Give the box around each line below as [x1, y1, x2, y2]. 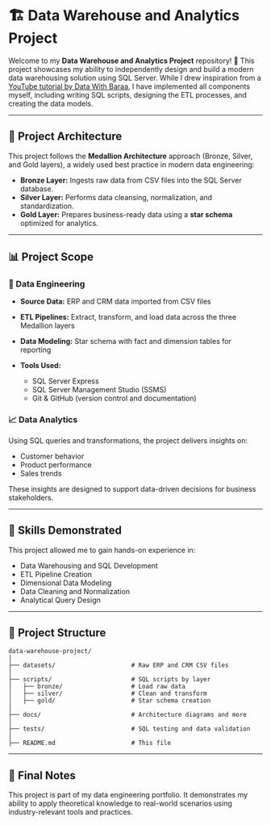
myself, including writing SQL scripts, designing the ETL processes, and [8, 90, 248, 99]
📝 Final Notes [8, 768, 77, 782]
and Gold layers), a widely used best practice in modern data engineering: [8, 159, 255, 170]
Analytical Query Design [19, 595, 101, 605]
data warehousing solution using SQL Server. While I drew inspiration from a [8, 73, 262, 82]
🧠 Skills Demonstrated [8, 524, 123, 538]
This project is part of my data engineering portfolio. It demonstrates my [8, 790, 248, 800]
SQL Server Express [31, 376, 99, 386]
